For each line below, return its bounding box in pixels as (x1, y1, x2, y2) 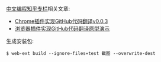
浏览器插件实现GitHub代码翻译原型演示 (14, 25, 110, 32)
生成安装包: (6, 38, 34, 44)
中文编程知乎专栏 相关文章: (6, 5, 70, 12)
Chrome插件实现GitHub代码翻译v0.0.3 (14, 18, 108, 25)
